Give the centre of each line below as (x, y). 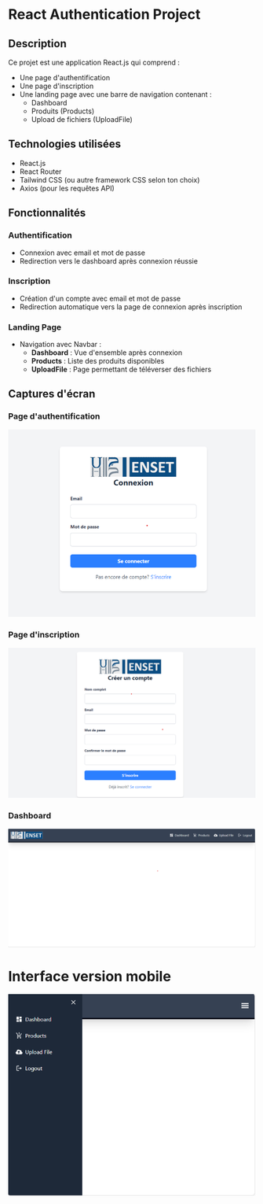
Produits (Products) (63, 111)
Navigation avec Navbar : (60, 345)
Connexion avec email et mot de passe (82, 253)
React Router (40, 172)
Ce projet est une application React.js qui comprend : (94, 62)
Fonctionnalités (47, 213)
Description (37, 44)
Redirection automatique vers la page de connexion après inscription (131, 307)
